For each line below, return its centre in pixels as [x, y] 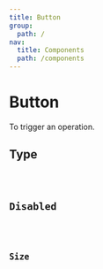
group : [21, 26]
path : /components [51, 58]
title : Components [51, 50]
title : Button [35, 17]
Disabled [33, 206]
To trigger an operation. [52, 127]
